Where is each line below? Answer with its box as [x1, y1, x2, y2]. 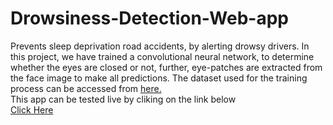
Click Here [10, 103, 54, 116]
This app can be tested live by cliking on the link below [10, 93, 237, 105]
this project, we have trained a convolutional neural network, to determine [10, 50, 315, 62]
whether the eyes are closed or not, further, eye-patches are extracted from [10, 61, 323, 73]
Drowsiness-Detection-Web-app [10, 7, 289, 30]
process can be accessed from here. [10, 82, 162, 94]
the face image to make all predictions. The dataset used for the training [10, 72, 308, 84]
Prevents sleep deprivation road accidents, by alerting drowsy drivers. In [10, 40, 310, 52]
